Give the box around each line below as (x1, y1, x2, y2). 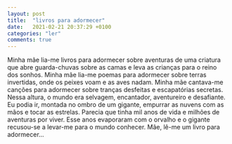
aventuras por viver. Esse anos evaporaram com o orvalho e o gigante (7, 115, 210, 124)
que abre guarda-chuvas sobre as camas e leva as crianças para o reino (7, 63, 217, 72)
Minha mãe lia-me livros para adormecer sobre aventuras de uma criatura (7, 55, 221, 64)
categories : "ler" (7, 30, 61, 37)
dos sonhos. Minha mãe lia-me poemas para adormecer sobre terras (7, 71, 207, 79)
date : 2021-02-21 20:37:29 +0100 (7, 23, 112, 30)
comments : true (7, 37, 52, 44)
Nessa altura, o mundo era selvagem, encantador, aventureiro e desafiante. (7, 93, 226, 102)
